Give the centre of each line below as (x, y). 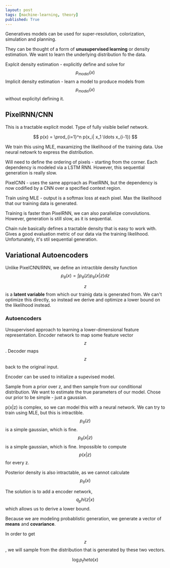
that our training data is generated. (41, 203)
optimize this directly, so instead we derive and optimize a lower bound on (83, 300)
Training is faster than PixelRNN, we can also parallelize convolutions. (78, 213)
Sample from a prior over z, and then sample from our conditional (74, 386)
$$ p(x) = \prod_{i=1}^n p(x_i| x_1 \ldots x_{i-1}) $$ (85, 137)
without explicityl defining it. (35, 98)
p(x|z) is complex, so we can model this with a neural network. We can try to (85, 407)
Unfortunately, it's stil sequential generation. (52, 239)
